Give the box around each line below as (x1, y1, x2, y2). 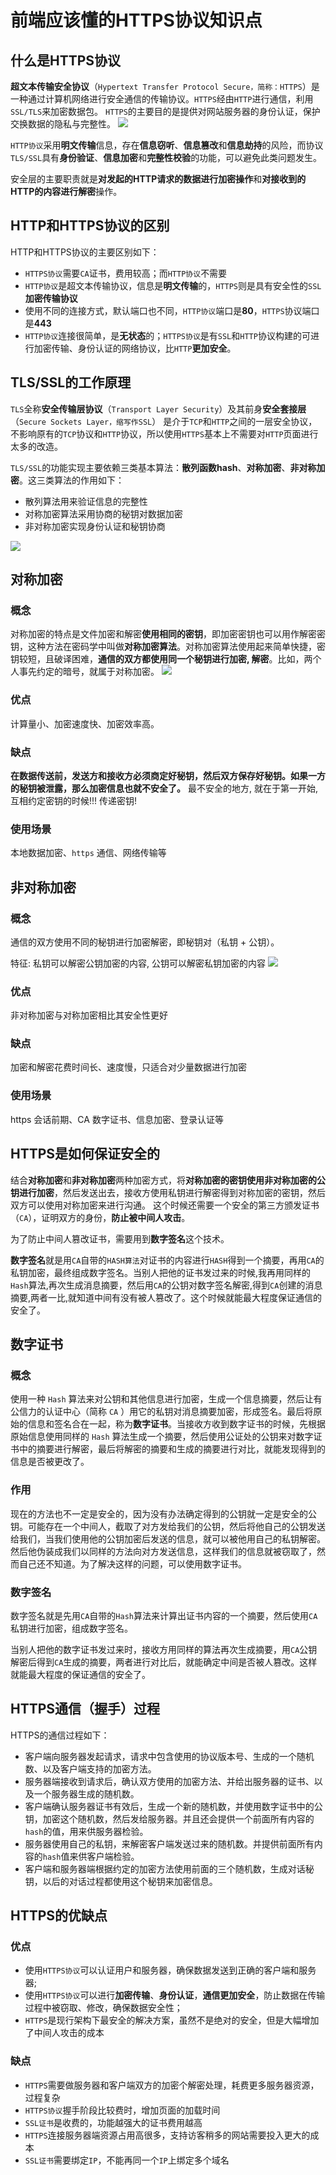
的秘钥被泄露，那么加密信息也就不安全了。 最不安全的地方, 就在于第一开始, (10, 782, 318, 794)
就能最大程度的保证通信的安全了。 (10, 1668, 151, 1680)
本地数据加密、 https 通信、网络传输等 (10, 847, 167, 859)
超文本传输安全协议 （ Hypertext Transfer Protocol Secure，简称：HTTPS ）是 (10, 81, 320, 92)
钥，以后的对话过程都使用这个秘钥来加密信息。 (24, 1875, 218, 1887)
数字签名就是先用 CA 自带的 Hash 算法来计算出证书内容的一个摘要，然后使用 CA (10, 1609, 318, 1621)
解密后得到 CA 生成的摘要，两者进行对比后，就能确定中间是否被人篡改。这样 (10, 1656, 318, 1668)
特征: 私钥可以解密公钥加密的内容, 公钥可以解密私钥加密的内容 (10, 957, 266, 969)
